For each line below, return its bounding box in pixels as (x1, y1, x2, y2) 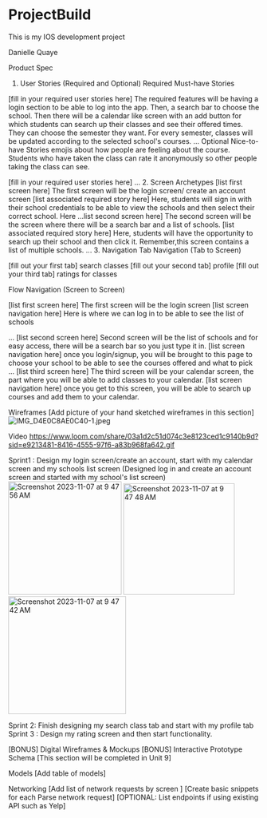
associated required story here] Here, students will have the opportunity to (8, 228, 253, 237)
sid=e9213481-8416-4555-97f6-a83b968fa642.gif (8, 439, 175, 449)
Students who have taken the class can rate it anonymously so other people (8, 153, 257, 163)
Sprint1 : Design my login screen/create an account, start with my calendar (8, 455, 253, 465)
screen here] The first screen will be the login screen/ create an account (8, 185, 245, 195)
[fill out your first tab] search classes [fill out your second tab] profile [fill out (8, 260, 259, 270)
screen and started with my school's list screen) (8, 472, 166, 482)
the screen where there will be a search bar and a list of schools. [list (8, 220, 235, 229)
